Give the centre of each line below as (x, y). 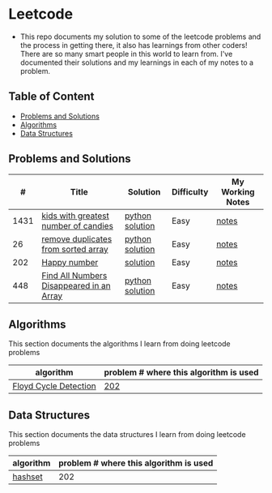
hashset (28, 477)
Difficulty (190, 191)
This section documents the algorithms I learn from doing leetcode (119, 344)
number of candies (77, 225)
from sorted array (75, 249)
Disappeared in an (76, 285)
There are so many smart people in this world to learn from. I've (126, 54)
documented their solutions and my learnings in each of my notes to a (136, 62)
